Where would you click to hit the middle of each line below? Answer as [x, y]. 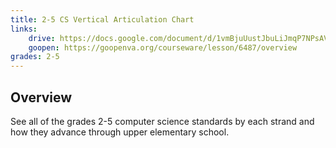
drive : [42, 38]
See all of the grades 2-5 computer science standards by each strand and [162, 121]
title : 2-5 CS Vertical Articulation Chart [102, 19]
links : [24, 29]
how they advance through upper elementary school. [120, 132]
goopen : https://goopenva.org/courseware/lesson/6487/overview [163, 47]
